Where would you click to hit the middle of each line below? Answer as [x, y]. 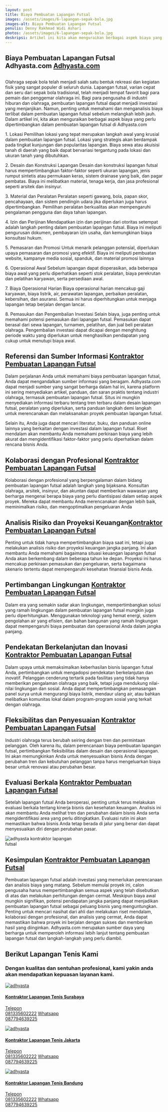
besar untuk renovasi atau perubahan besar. [51, 767]
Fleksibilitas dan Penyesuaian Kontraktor [70, 720]
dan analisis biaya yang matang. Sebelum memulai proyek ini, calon [75, 885]
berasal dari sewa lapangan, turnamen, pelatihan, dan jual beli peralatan [79, 324]
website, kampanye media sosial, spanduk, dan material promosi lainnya [79, 258]
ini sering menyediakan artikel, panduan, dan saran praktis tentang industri [82, 392]
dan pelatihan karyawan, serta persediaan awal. [54, 278]
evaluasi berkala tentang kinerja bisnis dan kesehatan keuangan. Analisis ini [83, 808]
